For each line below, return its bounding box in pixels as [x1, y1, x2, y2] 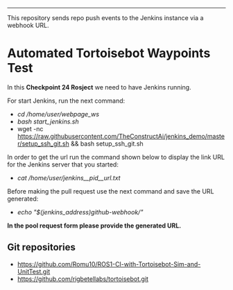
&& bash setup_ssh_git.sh [70, 139, 144, 148]
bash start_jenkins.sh [17, 117, 79, 126]
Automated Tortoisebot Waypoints [7, 46, 211, 61]
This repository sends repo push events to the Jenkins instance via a [7, 14, 204, 22]
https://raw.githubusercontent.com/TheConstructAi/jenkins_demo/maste [17, 132, 225, 140]
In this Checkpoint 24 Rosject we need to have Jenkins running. [7, 83, 192, 91]
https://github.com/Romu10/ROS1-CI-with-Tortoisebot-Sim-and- [17, 259, 201, 268]
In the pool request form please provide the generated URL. [7, 221, 182, 230]
